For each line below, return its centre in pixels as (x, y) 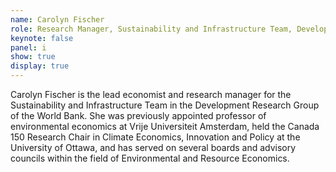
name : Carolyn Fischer (57, 19)
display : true (40, 66)
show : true (33, 57)
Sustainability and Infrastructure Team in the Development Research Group (165, 105)
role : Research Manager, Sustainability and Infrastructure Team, (151, 29)
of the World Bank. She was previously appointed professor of (138, 115)
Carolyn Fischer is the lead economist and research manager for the (151, 94)
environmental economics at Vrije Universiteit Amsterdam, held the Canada (165, 126)
